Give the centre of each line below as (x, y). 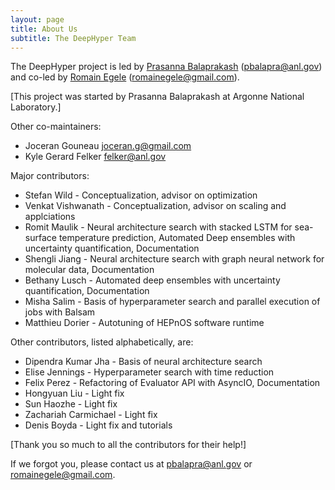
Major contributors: (50, 176)
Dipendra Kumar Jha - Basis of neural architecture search (143, 362)
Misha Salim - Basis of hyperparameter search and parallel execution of (172, 302)
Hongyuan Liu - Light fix (74, 393)
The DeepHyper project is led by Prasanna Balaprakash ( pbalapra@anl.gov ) (166, 67)
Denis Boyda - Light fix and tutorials (98, 425)
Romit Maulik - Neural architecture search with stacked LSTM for (158, 227)
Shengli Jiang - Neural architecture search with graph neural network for (174, 259)
